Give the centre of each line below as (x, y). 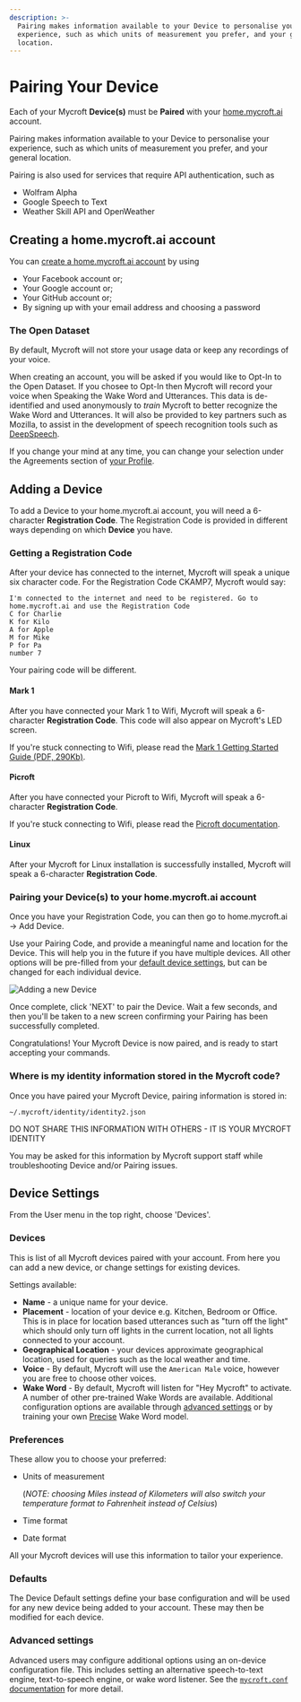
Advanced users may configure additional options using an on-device (138, 1660)
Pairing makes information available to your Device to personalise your (139, 139)
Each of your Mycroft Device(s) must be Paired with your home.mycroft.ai (146, 112)
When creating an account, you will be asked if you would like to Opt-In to (146, 377)
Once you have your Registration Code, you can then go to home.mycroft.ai (149, 916)
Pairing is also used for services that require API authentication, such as (142, 175)
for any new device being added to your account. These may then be (137, 1608)
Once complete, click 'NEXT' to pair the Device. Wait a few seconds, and (143, 1007)
